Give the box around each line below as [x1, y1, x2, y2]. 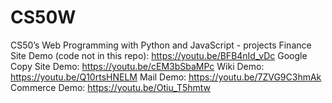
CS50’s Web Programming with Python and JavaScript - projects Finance [10, 39, 312, 51]
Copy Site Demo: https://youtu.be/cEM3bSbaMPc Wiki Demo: [10, 60, 265, 72]
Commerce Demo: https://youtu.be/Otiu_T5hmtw [10, 81, 212, 93]
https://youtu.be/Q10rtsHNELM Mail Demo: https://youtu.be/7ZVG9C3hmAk [10, 71, 322, 83]
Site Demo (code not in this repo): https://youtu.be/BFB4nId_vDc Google [10, 49, 308, 61]
